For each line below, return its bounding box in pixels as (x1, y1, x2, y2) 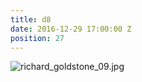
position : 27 (10, 33, 65, 43)
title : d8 (10, 14, 52, 25)
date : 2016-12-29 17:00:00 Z (10, 24, 132, 34)
